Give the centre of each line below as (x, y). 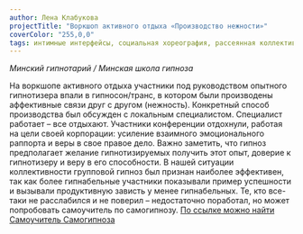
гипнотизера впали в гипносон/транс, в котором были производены (141, 95)
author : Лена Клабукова (54, 18)
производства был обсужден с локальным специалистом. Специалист (146, 114)
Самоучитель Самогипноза (62, 220)
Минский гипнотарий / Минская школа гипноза (101, 68)
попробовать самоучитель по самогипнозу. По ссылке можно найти (142, 210)
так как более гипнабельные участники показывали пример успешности (150, 182)
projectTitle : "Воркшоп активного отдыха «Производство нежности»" (139, 26)
